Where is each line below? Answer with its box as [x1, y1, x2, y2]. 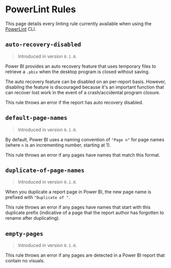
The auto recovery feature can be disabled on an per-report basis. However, [5, 78, 166, 85]
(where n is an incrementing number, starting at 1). [5, 142, 111, 148]
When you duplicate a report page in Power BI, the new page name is [5, 189, 152, 195]
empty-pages [5, 230, 44, 237]
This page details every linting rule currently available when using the [5, 20, 152, 27]
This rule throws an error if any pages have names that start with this [5, 204, 151, 211]
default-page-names [5, 114, 68, 121]
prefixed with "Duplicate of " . [5, 194, 70, 200]
